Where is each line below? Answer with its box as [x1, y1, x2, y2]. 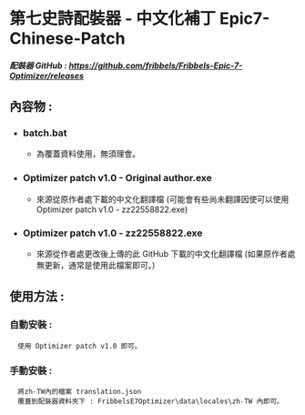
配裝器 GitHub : [9, 60, 67, 71]
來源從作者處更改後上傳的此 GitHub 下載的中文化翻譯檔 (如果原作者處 [36, 248, 296, 259]
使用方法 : [9, 288, 65, 305]
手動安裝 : [9, 364, 53, 377]
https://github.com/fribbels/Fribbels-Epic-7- [68, 60, 243, 71]
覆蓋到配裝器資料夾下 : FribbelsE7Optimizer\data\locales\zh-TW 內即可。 [17, 397, 284, 406]
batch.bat [22, 127, 67, 139]
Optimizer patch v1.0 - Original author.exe [22, 172, 212, 185]
